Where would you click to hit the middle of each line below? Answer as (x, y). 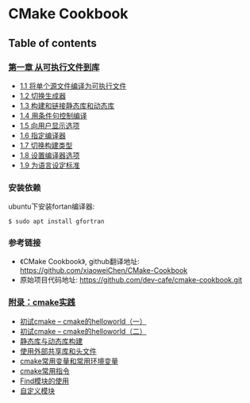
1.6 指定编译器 (42, 135)
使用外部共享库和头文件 (58, 351)
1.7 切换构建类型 (46, 145)
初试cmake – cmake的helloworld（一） (83, 321)
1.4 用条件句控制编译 (53, 115)
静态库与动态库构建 (51, 341)
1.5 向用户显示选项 (50, 125)
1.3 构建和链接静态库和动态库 (67, 106)
